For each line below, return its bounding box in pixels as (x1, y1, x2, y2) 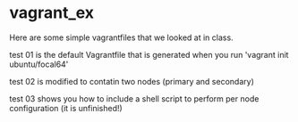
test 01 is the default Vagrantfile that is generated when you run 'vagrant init (9, 49, 289, 60)
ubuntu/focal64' (9, 59, 69, 69)
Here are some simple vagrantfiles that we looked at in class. (9, 32, 234, 43)
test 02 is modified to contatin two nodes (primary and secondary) (9, 76, 255, 86)
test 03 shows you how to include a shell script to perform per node (9, 93, 260, 104)
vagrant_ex (9, 3, 95, 23)
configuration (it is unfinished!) (9, 102, 123, 113)
